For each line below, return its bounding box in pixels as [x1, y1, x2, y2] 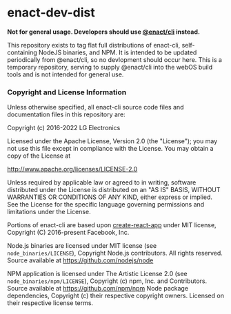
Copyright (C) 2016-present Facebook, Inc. [7, 229, 130, 237]
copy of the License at [7, 151, 71, 160]
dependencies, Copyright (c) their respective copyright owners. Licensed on [7, 291, 224, 300]
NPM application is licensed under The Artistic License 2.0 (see [7, 270, 188, 278]
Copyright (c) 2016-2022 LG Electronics [7, 124, 121, 132]
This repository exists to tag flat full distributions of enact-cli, [7, 41, 181, 49]
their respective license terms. [7, 299, 94, 307]
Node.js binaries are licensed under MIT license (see [7, 242, 157, 250]
